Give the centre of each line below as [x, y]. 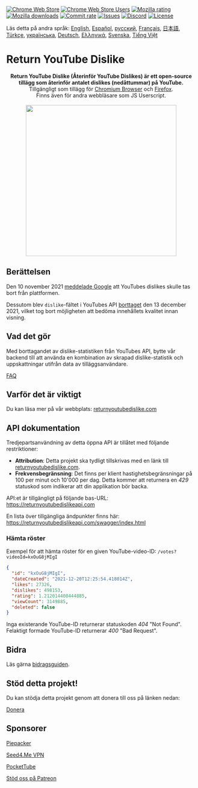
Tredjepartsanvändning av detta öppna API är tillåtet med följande [88, 443]
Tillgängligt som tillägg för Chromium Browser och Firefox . [101, 89]
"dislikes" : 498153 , [37, 590]
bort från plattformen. [33, 292]
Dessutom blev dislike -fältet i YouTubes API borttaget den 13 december [96, 305]
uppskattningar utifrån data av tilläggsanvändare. [67, 364]
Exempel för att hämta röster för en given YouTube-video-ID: [81, 551]
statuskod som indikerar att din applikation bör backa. [82, 486]
